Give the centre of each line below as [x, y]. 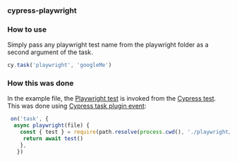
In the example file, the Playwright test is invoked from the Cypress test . [112, 99]
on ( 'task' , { [30, 119]
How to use [27, 29]
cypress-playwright [42, 11]
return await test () [53, 139]
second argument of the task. [50, 52]
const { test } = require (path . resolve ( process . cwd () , [102, 132]
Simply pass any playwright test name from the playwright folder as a [108, 45]
